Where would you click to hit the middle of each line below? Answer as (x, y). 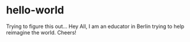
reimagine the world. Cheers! (41, 32)
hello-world (35, 10)
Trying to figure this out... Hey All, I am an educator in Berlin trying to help (95, 26)
